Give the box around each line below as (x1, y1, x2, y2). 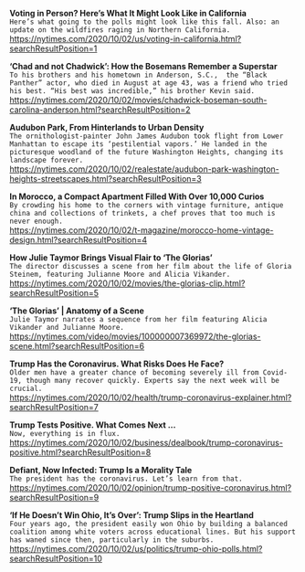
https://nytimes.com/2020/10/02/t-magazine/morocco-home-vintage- (9, 225, 274, 236)
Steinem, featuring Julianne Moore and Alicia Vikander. (9, 270, 231, 279)
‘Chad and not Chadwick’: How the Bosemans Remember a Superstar (9, 61, 278, 71)
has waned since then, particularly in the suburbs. (9, 535, 215, 545)
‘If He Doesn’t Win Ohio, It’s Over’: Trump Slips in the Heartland (9, 510, 254, 520)
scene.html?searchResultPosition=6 (9, 341, 144, 351)
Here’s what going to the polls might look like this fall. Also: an (9, 17, 280, 26)
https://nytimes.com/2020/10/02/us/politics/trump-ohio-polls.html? (9, 544, 263, 554)
